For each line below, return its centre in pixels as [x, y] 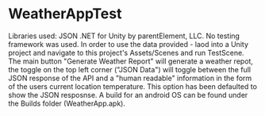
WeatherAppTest [65, 14]
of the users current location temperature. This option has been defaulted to [133, 86]
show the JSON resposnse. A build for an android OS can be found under [128, 95]
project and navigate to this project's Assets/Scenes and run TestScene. [126, 52]
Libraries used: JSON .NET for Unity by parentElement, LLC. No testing [124, 36]
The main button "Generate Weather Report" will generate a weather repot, [131, 61]
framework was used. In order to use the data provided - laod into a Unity [128, 44]
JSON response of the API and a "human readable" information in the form [130, 78]
